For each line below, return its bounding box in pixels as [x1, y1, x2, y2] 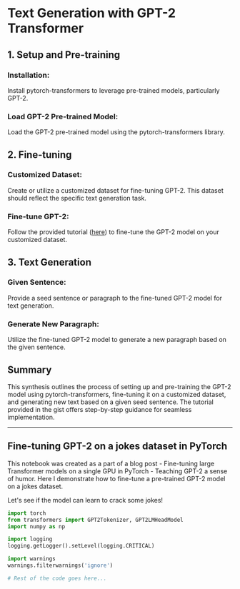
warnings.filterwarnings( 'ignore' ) [7, 562, 114, 569]
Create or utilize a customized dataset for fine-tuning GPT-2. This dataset [7, 186, 224, 194]
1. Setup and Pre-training [7, 49, 121, 61]
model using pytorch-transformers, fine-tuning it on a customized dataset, [7, 390, 226, 398]
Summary [7, 363, 52, 376]
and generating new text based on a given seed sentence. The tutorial [7, 398, 214, 406]
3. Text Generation [7, 256, 91, 268]
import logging [7, 535, 53, 543]
